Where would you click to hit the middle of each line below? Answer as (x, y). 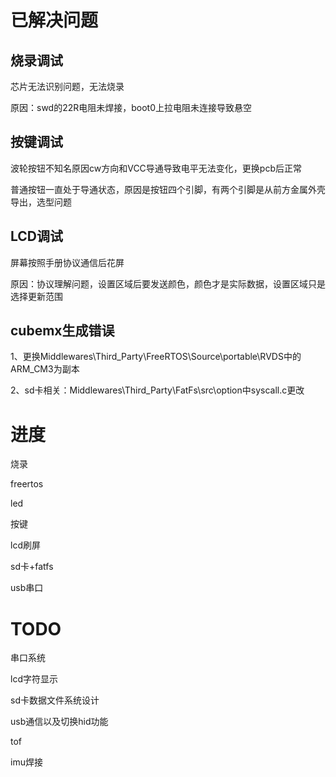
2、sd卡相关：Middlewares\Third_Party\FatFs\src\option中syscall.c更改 (157, 390)
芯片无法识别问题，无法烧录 (67, 86)
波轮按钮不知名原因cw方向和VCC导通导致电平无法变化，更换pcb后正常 (156, 168)
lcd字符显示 (34, 679)
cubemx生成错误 (62, 331)
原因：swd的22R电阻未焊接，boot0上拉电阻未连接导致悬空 (131, 107)
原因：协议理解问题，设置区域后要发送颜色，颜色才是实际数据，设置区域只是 (168, 283)
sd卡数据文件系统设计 (55, 700)
